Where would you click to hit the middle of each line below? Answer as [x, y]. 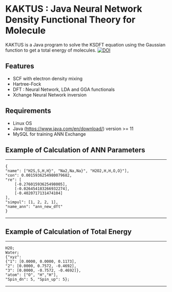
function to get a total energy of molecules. [51, 50]
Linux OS [22, 123]
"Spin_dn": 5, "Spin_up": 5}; [38, 279]
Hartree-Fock [27, 84]
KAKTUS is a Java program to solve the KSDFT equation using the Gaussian [85, 44]
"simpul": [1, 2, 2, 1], [32, 202]
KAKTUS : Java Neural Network [74, 9]
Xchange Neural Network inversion [50, 94]
